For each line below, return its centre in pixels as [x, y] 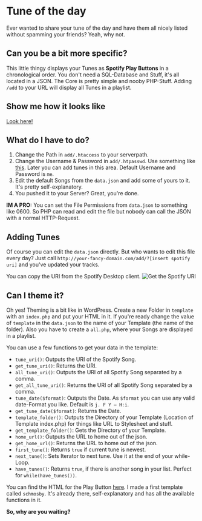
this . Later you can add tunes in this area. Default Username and [95, 167]
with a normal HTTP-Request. [43, 218]
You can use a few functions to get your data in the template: [82, 348]
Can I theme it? [35, 295]
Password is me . [34, 174]
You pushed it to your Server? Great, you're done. [77, 193]
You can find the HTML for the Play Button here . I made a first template [95, 487]
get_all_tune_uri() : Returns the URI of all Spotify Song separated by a [103, 385]
